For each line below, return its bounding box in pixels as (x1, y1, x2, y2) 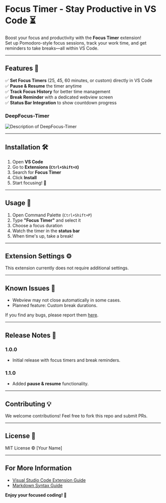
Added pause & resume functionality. (12, 381, 89, 387)
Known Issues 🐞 (5, 284, 56, 293)
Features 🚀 (5, 64, 39, 73)
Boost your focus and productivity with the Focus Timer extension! (5, 35, 142, 41)
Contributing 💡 (5, 400, 52, 408)
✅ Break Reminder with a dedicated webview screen (5, 94, 113, 100)
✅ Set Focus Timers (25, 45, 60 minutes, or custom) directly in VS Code (5, 77, 153, 83)
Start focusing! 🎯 (12, 180, 47, 186)
